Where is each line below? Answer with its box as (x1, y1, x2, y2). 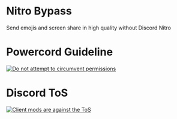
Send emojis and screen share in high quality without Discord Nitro (6, 24, 172, 31)
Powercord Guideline (6, 45, 113, 59)
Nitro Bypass (6, 4, 72, 18)
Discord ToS (6, 86, 68, 100)
